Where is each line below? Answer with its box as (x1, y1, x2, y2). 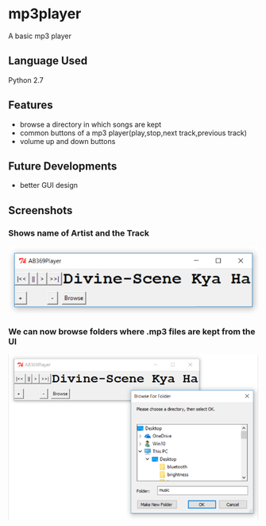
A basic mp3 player (8, 31, 71, 41)
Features (8, 99, 53, 112)
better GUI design (19, 181, 78, 190)
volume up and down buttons (19, 136, 116, 146)
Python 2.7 (8, 75, 44, 84)
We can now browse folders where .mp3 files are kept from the (8, 325, 256, 337)
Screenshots (8, 204, 73, 217)
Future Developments (8, 159, 118, 173)
